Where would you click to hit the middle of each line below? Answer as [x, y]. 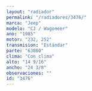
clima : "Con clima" [30, 56]
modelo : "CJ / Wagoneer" [37, 28]
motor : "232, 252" [29, 40]
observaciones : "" [29, 73]
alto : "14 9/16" [26, 62]
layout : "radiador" [30, 12]
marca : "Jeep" [24, 23]
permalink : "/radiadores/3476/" [46, 17]
